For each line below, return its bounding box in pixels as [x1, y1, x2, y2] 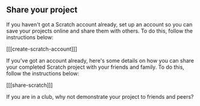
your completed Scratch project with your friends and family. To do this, [6, 63, 185, 70]
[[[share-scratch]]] [6, 81, 53, 89]
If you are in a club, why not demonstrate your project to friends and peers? [6, 93, 194, 100]
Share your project [6, 5, 78, 15]
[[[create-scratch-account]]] [6, 45, 77, 52]
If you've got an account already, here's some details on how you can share [6, 57, 195, 64]
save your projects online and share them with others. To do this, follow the [6, 27, 193, 34]
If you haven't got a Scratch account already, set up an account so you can [6, 20, 193, 28]
